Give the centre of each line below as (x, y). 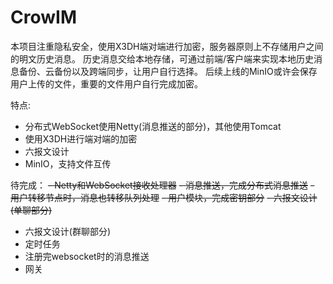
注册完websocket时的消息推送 (87, 256)
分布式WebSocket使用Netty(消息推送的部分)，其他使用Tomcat (153, 126)
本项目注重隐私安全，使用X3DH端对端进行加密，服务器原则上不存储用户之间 (167, 46)
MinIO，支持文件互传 (68, 163)
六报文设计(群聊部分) (68, 231)
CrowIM (43, 17)
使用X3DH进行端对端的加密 (81, 138)
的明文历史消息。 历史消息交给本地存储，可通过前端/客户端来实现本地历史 (162, 58)
